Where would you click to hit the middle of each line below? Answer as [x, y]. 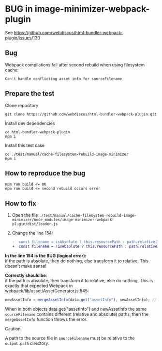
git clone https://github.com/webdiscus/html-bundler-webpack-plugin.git [81, 114]
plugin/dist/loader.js [35, 224]
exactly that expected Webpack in [39, 286]
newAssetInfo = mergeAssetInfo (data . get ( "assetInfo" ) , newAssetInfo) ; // [81, 300]
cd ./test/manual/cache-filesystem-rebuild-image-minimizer [67, 154]
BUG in [19, 9]
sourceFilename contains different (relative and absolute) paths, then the [77, 314]
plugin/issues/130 [22, 38]
